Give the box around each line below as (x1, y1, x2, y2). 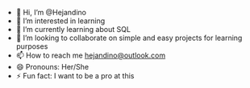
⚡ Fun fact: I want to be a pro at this (15, 71, 135, 80)
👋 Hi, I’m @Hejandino (15, 8, 87, 17)
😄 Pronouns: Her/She (15, 62, 90, 71)
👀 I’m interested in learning (15, 16, 106, 26)
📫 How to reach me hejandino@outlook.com (15, 50, 166, 60)
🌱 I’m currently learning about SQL (15, 25, 131, 34)
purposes (15, 42, 48, 51)
